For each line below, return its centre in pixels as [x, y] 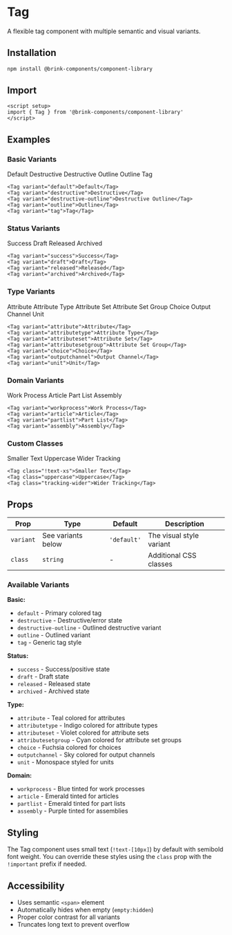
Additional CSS [172, 556]
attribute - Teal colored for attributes [71, 718]
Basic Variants [32, 159]
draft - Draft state [43, 677]
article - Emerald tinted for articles [68, 796]
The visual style [173, 536]
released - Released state [54, 684]
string [53, 560]
